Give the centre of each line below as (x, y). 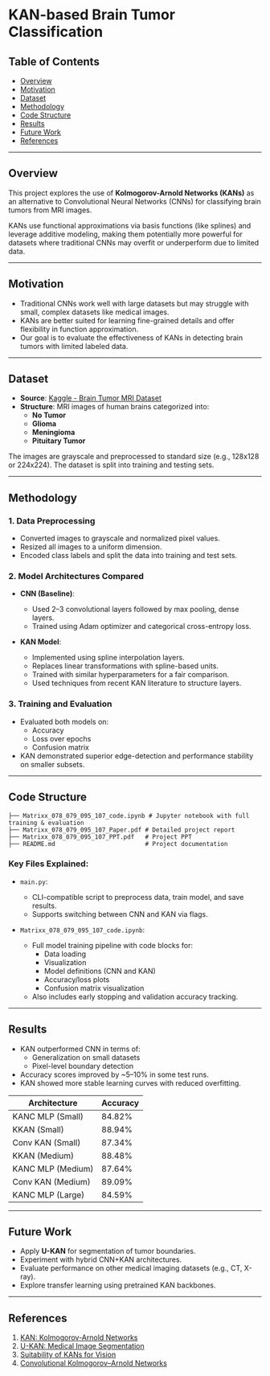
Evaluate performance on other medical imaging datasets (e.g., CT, (131, 1268)
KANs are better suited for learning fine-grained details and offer (127, 320)
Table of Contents (54, 62)
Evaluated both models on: (64, 721)
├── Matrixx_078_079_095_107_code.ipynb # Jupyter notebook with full (129, 815)
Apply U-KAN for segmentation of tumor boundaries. (108, 1251)
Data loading (65, 954)
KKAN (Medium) (43, 1156)
